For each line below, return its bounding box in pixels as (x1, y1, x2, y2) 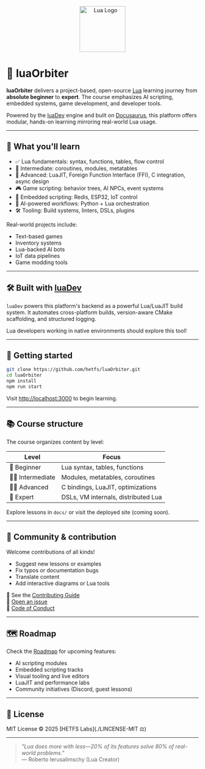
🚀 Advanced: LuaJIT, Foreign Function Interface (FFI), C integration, (15, 171, 185, 178)
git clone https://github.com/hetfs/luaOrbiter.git (6, 367, 140, 373)
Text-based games (15, 232, 63, 240)
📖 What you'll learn (6, 141, 81, 152)
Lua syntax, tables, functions (61, 463, 144, 471)
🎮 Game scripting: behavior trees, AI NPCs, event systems (15, 184, 164, 192)
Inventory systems (15, 239, 62, 246)
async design (15, 177, 49, 185)
